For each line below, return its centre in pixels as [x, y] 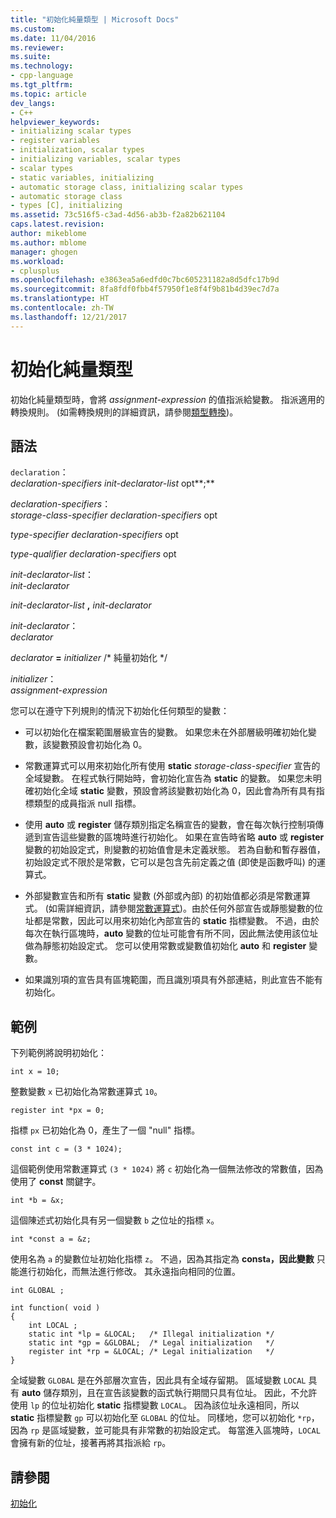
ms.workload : [37, 261]
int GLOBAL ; [37, 1291]
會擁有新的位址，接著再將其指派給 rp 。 [91, 1443]
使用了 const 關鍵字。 [56, 1182]
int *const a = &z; [51, 1239]
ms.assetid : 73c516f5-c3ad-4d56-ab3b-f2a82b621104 [118, 215]
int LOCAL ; [53, 1326]
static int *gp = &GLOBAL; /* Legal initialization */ [151, 1343]
